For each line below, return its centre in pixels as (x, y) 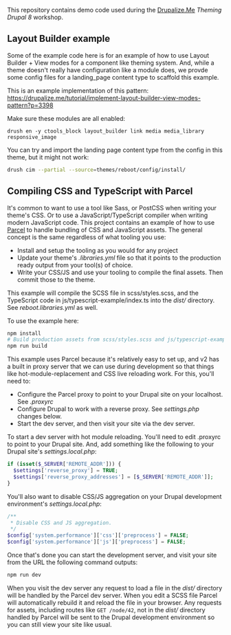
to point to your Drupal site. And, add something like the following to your (111, 444)
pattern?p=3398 (30, 105)
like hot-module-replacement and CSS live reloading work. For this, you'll (111, 374)
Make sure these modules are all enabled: (66, 118)
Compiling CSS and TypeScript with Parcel (100, 191)
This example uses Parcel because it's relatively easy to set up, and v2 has (113, 359)
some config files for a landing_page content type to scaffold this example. (113, 77)
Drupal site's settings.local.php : (52, 452)
